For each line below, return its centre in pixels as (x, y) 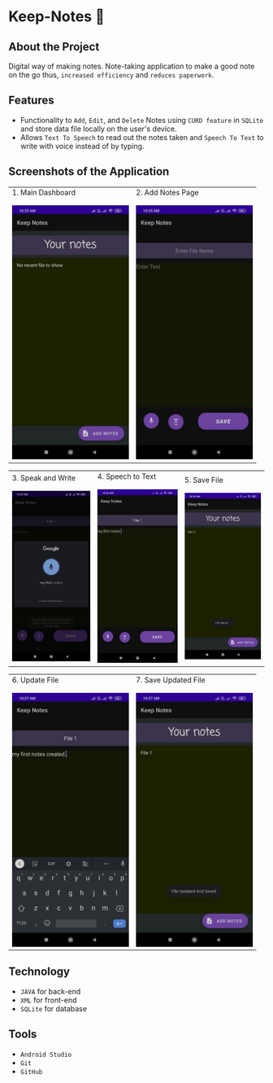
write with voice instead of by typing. (82, 146)
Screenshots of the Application (89, 171)
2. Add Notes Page (167, 193)
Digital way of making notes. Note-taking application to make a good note (132, 66)
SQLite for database (54, 1008)
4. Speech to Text (127, 476)
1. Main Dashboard (43, 193)
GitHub (31, 1072)
